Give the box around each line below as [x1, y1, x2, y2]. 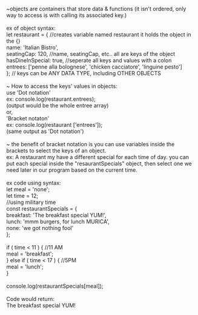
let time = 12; [6, 192, 39, 199]
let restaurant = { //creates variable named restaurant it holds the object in [6, 31, 191, 38]
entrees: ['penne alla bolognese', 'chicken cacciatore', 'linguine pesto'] [6, 63, 183, 70]
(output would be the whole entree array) [6, 102, 109, 109]
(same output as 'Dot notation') [6, 127, 84, 135]
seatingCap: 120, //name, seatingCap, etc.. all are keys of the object [6, 50, 176, 57]
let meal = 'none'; [6, 186, 50, 193]
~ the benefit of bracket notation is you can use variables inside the [6, 141, 175, 147]
